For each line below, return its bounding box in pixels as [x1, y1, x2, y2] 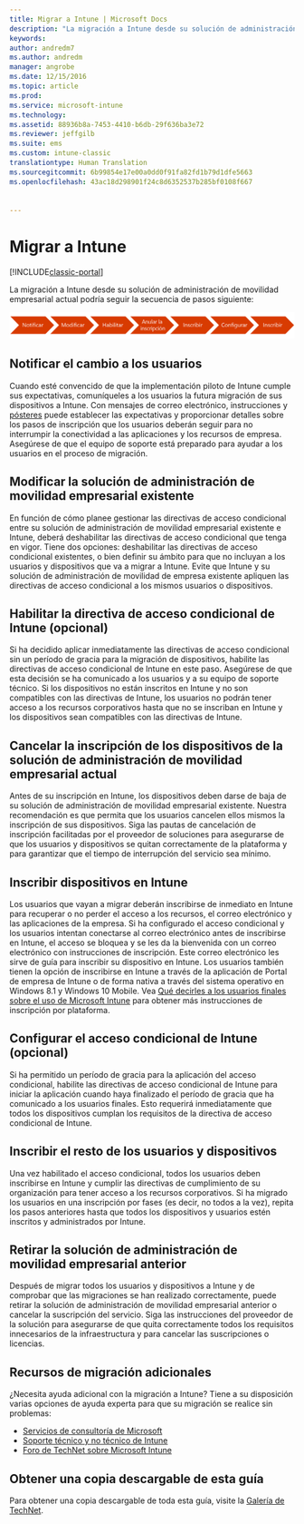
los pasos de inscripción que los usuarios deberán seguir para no [9, 418, 253, 430]
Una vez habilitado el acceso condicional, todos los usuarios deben [9, 1167, 261, 1178]
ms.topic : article [9, 82, 79, 91]
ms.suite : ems [9, 139, 63, 149]
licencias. [9, 1338, 45, 1349]
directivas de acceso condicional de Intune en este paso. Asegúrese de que [9, 663, 292, 675]
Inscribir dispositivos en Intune [9, 874, 188, 890]
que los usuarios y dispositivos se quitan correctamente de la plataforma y [9, 839, 288, 850]
